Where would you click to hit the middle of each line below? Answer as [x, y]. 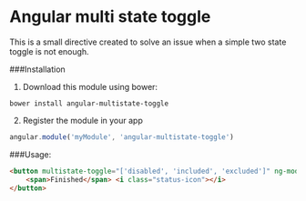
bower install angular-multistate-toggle [89, 103]
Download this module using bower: [90, 86]
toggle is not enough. [49, 51]
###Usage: [31, 154]
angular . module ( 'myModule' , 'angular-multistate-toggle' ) [122, 137]
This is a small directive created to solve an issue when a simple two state [148, 42]
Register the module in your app [82, 120]
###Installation [37, 69]
